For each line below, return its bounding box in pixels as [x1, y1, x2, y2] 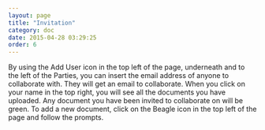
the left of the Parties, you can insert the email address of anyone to [8, 71, 230, 80]
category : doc [8, 26, 55, 34]
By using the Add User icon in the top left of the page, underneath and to [8, 62, 245, 72]
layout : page [8, 11, 51, 20]
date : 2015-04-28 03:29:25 [8, 33, 97, 42]
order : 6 [8, 41, 37, 49]
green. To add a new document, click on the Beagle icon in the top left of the [8, 104, 257, 114]
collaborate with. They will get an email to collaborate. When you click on [8, 80, 246, 89]
